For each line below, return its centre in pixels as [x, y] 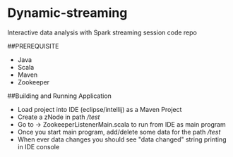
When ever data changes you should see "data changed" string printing [122, 139]
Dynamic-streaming [67, 13]
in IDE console [38, 146]
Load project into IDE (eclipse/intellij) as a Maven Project [100, 109]
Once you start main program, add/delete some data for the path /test [119, 132]
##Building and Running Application [59, 96]
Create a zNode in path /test [59, 117]
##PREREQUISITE [33, 46]
